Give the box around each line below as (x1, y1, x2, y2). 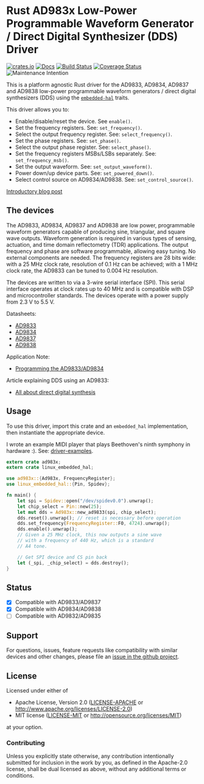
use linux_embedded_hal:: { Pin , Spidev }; (6, 481, 111, 488)
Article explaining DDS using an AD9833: (6, 376, 110, 384)
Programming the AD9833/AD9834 (15, 365, 104, 372)
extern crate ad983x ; (6, 458, 62, 465)
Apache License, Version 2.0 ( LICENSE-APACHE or (15, 699, 144, 706)
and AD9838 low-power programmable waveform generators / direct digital (6, 87, 196, 94)
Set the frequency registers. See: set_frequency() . (15, 124, 142, 131)
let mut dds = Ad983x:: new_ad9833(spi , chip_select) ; (17, 509, 157, 515)
